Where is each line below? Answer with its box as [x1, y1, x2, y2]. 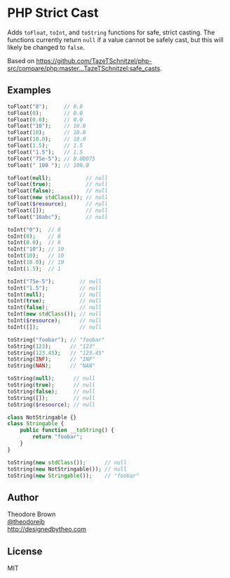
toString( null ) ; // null [7, 375, 96, 382]
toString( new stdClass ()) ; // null [7, 459, 128, 466]
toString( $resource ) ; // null [7, 401, 96, 408]
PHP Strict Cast [7, 5, 99, 21]
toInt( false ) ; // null [7, 304, 102, 311]
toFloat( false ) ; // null [7, 187, 109, 194]
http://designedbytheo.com [7, 525, 86, 534]
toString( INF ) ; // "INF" [7, 356, 96, 363]
